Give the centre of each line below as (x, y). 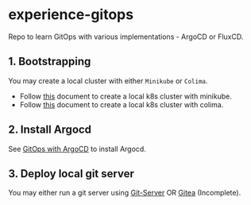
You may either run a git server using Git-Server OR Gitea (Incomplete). (125, 193)
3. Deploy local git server (71, 174)
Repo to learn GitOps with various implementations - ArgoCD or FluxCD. (126, 37)
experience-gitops (71, 15)
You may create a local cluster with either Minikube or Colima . (108, 80)
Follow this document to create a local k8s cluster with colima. (122, 104)
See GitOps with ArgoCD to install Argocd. (77, 149)
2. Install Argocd (50, 130)
